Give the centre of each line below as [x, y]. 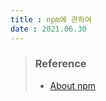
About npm [73, 85]
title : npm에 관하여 [51, 19]
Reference [60, 64]
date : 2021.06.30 [48, 29]
